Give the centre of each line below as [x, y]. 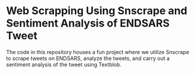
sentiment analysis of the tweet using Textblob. [64, 64]
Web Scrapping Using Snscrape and [97, 11]
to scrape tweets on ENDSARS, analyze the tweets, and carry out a [88, 58]
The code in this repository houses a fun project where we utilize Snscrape [98, 52]
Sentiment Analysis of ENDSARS [88, 23]
